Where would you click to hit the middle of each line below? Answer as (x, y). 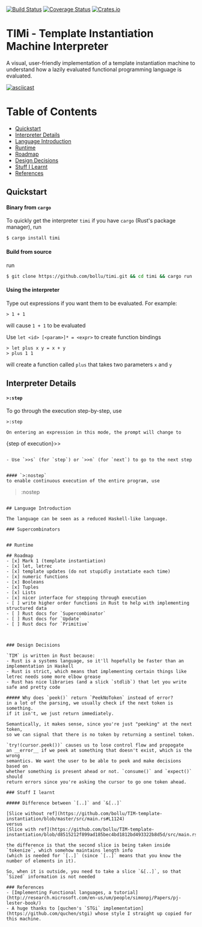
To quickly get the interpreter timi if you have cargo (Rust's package (91, 221)
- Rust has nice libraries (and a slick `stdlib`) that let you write (96, 682)
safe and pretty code (33, 688)
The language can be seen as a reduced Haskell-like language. (87, 519)
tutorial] (126, 893)
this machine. (24, 919)
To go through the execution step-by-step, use (64, 411)
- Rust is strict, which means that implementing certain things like (96, 672)
